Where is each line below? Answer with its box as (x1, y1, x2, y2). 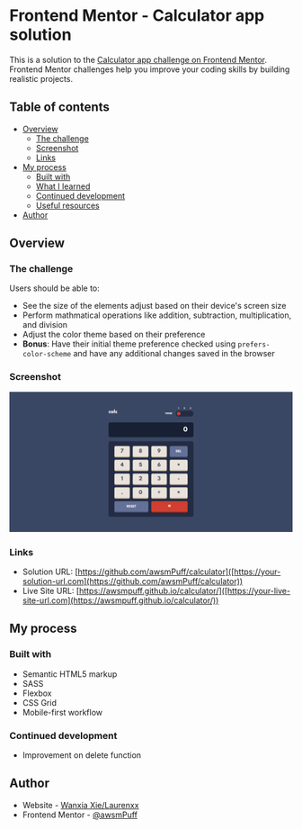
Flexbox (22, 688, 52, 698)
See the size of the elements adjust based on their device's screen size (22, 301, 287, 311)
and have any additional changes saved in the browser (73, 348, 276, 359)
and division (22, 320, 68, 330)
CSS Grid (22, 697, 57, 707)
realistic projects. (9, 73, 74, 84)
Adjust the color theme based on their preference (22, 329, 206, 340)
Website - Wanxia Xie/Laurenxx (22, 799, 139, 810)
